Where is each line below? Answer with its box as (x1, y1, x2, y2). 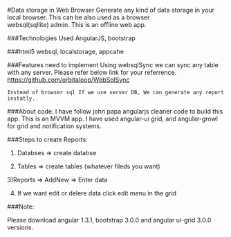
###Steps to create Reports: (7, 135, 88, 143)
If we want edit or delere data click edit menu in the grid (17, 189, 177, 197)
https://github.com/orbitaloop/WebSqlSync (7, 76, 130, 84)
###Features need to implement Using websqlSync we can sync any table (7, 61, 219, 69)
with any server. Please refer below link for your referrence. (7, 69, 177, 76)
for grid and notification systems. (7, 122, 102, 130)
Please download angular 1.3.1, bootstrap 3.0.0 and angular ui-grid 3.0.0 (7, 216, 212, 224)
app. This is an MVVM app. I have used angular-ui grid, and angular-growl (7, 114, 218, 123)
